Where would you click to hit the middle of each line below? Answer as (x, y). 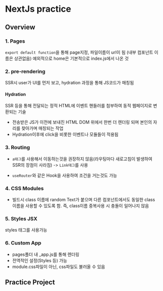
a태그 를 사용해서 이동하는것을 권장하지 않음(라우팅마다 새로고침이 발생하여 (82, 159)
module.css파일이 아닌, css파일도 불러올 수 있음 (58, 267)
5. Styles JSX (21, 218)
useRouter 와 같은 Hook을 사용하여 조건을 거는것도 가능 (65, 175)
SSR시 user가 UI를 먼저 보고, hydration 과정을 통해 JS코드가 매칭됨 (70, 83)
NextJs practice (38, 9)
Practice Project (30, 282)
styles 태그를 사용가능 (26, 230)
